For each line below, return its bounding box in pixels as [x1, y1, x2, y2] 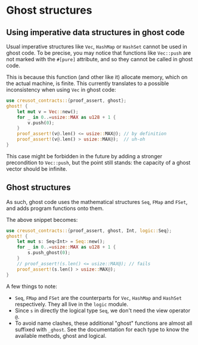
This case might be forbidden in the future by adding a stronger [6, 152, 163, 159]
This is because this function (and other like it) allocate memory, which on [6, 74, 188, 80]
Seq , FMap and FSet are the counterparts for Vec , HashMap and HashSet [14, 294, 182, 301]
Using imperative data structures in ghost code [6, 27, 185, 37]
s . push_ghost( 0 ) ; [27, 250, 70, 256]
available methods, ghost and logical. [14, 332, 107, 339]
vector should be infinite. [6, 165, 67, 172]
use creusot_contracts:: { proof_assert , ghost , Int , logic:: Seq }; [6, 227, 172, 234]
